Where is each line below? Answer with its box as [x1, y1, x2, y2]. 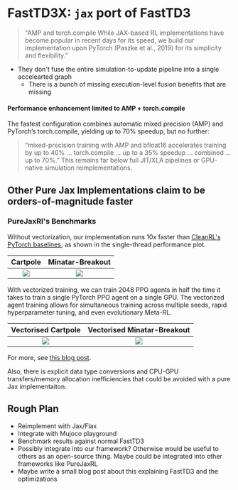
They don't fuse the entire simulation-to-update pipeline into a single [17, 65, 220, 73]
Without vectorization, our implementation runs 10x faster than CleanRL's [7, 232, 221, 241]
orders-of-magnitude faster [7, 195, 134, 207]
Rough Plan [7, 403, 59, 415]
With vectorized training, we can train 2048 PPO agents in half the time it [7, 285, 221, 294]
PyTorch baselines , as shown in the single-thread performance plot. [7, 240, 206, 249]
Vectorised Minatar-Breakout [87, 325, 190, 334]
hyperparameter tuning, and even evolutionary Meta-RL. [7, 307, 173, 317]
